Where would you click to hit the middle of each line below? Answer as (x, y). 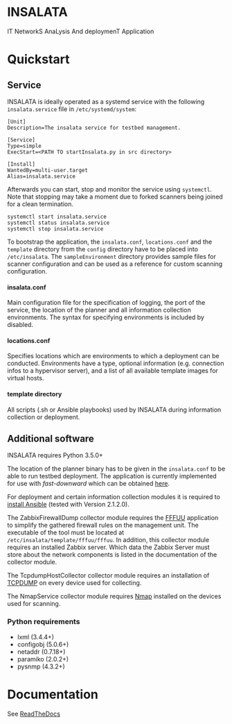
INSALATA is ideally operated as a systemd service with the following (106, 101)
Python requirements (44, 622)
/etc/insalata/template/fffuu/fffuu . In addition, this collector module (108, 540)
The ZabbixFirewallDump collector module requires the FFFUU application (113, 518)
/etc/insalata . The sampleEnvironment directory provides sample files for (111, 256)
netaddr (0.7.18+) (41, 651)
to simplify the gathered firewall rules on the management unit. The (103, 525)
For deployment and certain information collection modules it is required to (114, 497)
